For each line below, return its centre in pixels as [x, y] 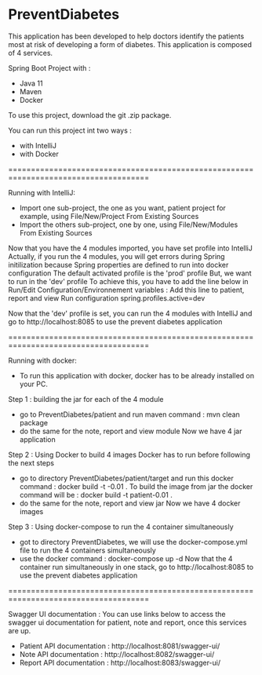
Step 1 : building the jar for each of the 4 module [86, 399]
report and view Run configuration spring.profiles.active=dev [107, 298]
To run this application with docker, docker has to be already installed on [137, 375]
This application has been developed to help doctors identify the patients [126, 36]
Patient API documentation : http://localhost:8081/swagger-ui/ [120, 646]
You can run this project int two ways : [70, 130]
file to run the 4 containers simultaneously [88, 550]
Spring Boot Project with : [49, 67]
